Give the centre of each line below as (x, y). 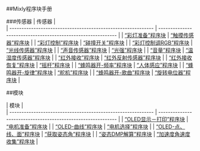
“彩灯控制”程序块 (58, 43)
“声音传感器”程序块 (84, 50)
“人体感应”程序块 (157, 65)
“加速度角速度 (173, 134)
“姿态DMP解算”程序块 (125, 134)
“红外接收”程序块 (79, 58)
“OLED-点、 (171, 127)
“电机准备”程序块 (27, 127)
